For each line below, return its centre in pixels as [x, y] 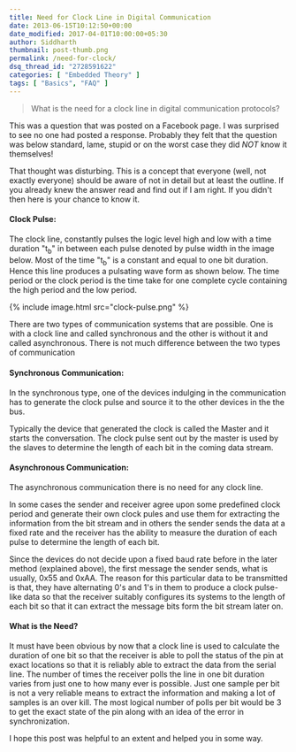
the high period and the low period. [73, 290]
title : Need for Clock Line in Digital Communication [110, 17]
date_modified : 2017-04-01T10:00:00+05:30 [88, 34]
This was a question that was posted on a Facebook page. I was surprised [144, 126]
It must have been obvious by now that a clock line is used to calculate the [144, 646]
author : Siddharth [43, 42]
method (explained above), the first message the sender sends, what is [138, 568]
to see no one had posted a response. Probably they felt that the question [143, 134]
